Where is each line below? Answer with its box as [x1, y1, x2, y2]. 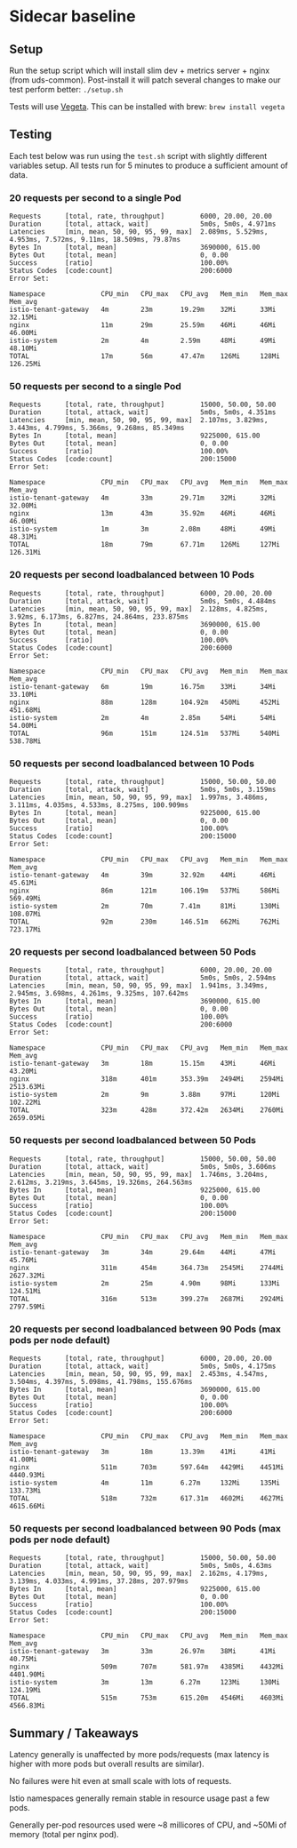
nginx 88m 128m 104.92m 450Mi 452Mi [9, 698, 280, 707]
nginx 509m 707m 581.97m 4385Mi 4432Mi [9, 1662, 285, 1672]
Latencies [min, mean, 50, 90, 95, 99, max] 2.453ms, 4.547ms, [9, 1369, 269, 1379]
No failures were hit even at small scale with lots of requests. [9, 1776, 232, 1786]
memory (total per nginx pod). [9, 1829, 119, 1839]
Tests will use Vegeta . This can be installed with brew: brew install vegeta [9, 101, 285, 112]
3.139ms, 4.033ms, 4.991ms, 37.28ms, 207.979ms [9, 1577, 189, 1586]
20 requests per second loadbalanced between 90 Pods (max [9, 1323, 282, 1335]
